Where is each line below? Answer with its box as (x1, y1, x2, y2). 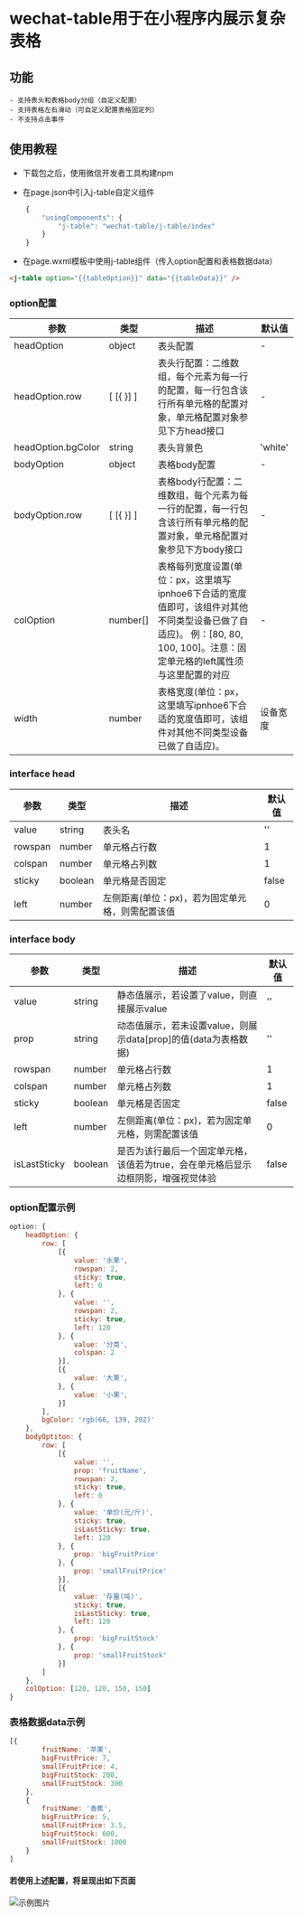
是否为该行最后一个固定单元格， (116, 1144, 253, 1157)
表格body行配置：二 (157, 475, 243, 488)
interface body (9, 933, 76, 945)
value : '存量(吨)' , (73, 1592, 143, 1601)
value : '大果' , (73, 1374, 128, 1383)
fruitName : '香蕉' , (41, 1804, 113, 1813)
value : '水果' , (73, 1255, 128, 1265)
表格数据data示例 (9, 1716, 86, 1729)
